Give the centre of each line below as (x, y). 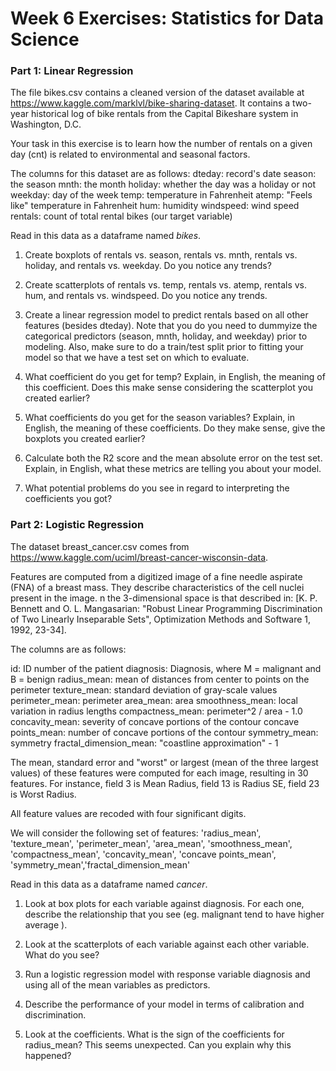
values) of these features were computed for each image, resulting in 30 (159, 773)
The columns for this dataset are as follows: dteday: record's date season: (163, 174)
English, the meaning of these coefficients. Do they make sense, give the (175, 428)
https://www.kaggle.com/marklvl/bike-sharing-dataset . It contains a (150, 103)
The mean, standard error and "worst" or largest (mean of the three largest (164, 762)
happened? (48, 1055)
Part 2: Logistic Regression (77, 525)
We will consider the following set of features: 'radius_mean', (136, 833)
